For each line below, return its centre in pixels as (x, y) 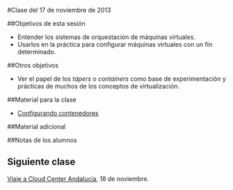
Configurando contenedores (58, 113)
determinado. (37, 52)
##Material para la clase (42, 100)
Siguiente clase (41, 162)
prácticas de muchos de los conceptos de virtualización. (98, 86)
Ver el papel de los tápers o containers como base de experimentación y (121, 79)
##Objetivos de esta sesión (46, 23)
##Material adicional (37, 127)
